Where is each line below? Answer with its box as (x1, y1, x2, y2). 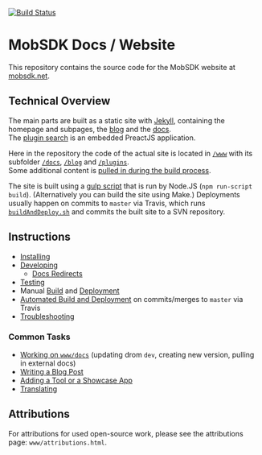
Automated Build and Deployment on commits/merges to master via (19, 294, 244, 304)
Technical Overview (8, 94, 111, 108)
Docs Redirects (31, 268, 83, 278)
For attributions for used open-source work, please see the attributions (8, 428, 244, 438)
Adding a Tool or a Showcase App (19, 375, 133, 385)
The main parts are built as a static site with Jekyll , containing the (8, 115, 225, 125)
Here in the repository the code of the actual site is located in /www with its (8, 148, 253, 158)
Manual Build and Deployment (19, 286, 120, 296)
